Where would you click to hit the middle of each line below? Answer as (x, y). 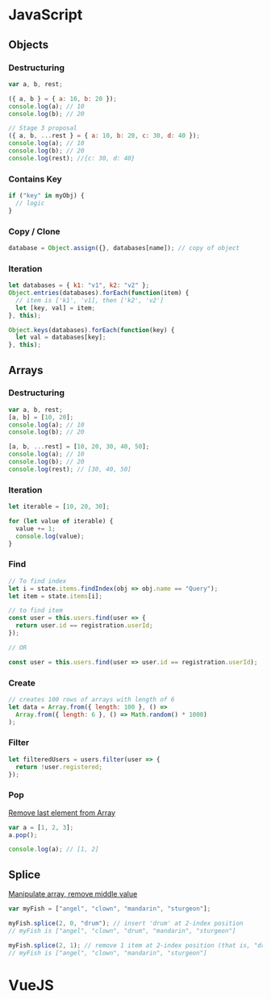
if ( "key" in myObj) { (46, 196)
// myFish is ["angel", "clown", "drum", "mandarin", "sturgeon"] (122, 930)
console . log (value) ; (50, 536)
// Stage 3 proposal (43, 128)
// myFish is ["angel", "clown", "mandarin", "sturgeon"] (108, 953)
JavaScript (46, 15)
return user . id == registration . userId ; (84, 626)
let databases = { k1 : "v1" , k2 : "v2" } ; (79, 285)
